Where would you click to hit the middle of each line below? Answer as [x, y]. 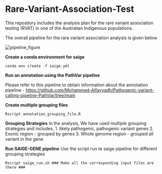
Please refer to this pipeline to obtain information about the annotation [77, 85]
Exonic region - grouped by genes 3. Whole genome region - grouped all [79, 134]
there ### [15, 167]
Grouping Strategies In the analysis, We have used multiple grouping [76, 123]
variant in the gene [24, 139]
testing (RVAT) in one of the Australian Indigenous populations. [69, 28]
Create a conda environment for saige [45, 57]
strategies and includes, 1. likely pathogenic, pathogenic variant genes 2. [80, 128]
